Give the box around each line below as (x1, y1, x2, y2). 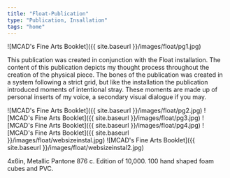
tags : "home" (7, 23, 45, 30)
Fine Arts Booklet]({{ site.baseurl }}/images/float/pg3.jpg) (34, 114, 201, 122)
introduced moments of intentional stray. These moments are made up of (7, 85, 218, 94)
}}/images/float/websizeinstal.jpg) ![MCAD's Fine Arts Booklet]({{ (7, 136, 196, 144)
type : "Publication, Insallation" (7, 17, 108, 24)
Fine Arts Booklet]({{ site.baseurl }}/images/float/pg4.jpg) (34, 121, 201, 130)
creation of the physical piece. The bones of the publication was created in (7, 71, 224, 79)
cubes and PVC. (7, 165, 54, 173)
